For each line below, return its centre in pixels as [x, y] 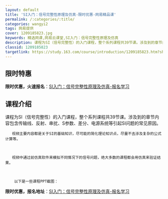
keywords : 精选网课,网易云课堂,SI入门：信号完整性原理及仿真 [62, 38]
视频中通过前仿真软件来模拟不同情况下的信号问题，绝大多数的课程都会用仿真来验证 [84, 158]
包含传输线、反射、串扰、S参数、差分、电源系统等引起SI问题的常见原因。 [85, 123]
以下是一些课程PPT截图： [36, 181]
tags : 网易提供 [19, 29]
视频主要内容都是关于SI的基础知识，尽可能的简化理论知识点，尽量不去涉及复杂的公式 [86, 134]
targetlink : [17, 52]
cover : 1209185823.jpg [29, 33]
